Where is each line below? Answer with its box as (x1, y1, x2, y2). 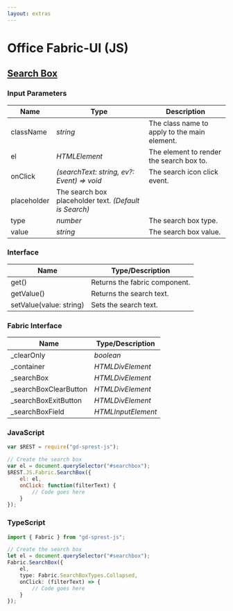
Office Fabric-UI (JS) (7, 40, 129, 56)
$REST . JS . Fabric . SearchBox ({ (7, 469, 92, 476)
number (56, 215, 82, 225)
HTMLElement (56, 151, 103, 161)
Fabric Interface (7, 320, 62, 330)
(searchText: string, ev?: (56, 167, 135, 177)
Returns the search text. (91, 288, 169, 298)
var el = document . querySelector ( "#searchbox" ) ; (7, 463, 150, 470)
